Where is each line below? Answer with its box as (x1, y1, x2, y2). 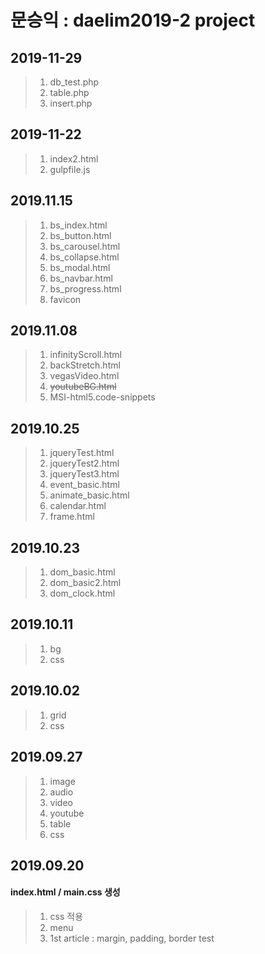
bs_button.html (49, 229, 112, 241)
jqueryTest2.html (49, 457, 120, 470)
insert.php (49, 97, 93, 109)
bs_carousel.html (49, 240, 121, 252)
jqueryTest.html (49, 447, 115, 459)
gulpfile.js (49, 163, 91, 175)
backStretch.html (49, 359, 121, 371)
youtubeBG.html (49, 381, 117, 393)
